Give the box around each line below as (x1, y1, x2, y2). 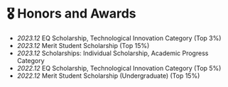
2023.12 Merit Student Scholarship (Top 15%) (16, 41, 150, 50)
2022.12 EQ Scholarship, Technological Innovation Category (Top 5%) (16, 64, 222, 72)
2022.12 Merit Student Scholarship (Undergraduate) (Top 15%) (16, 71, 200, 80)
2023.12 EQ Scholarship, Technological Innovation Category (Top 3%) (16, 33, 222, 42)
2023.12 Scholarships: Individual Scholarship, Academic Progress (16, 49, 209, 57)
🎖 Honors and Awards (6, 6, 136, 22)
